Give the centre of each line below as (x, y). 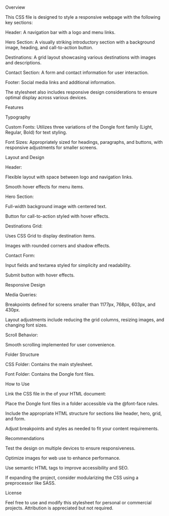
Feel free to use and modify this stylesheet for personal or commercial (78, 503)
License (13, 493)
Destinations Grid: (24, 226)
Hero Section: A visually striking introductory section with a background (80, 42)
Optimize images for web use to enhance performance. (63, 458)
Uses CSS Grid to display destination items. (51, 236)
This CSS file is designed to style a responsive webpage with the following (83, 17)
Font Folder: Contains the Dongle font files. (50, 374)
